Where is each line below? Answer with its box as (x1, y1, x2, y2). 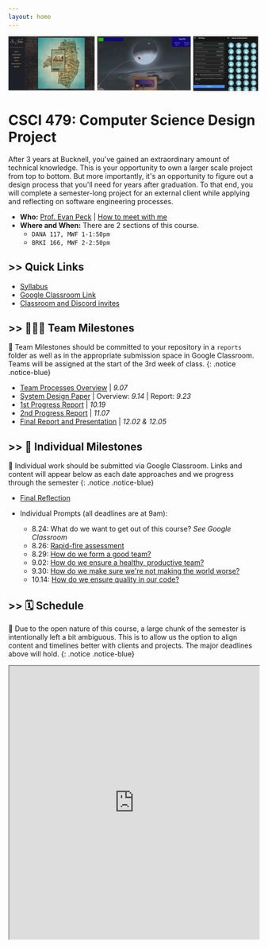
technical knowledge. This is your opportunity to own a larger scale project (8, 163, 253, 172)
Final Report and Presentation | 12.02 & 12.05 (19, 417, 167, 427)
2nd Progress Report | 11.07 (19, 408, 110, 418)
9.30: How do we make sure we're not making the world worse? (31, 567, 240, 576)
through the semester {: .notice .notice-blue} (8, 478, 155, 488)
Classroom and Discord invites (19, 298, 121, 308)
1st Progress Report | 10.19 (19, 400, 106, 409)
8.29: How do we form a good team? (31, 549, 151, 559)
